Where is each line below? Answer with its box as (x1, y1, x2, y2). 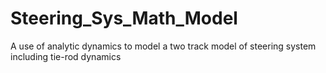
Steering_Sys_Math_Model (10, 7, 238, 30)
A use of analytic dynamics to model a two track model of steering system (10, 40, 317, 52)
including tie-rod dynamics (10, 50, 122, 62)
